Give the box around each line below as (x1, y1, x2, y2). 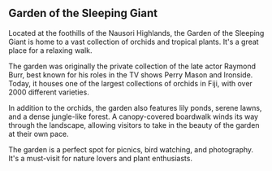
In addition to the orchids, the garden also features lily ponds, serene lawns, (8, 103, 262, 112)
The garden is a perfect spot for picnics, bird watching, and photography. (8, 144, 254, 154)
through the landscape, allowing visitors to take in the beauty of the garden (8, 120, 260, 129)
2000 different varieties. (8, 87, 89, 97)
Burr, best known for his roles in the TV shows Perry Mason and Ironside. (8, 69, 253, 80)
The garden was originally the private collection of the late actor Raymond (8, 61, 257, 71)
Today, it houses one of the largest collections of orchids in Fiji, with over (8, 78, 253, 88)
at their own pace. (8, 129, 69, 138)
